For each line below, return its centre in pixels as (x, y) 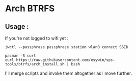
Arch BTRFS (30, 9)
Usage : (17, 27)
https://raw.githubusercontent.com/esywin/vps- (66, 60)
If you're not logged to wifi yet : (37, 38)
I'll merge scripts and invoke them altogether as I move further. (68, 73)
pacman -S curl (21, 56)
